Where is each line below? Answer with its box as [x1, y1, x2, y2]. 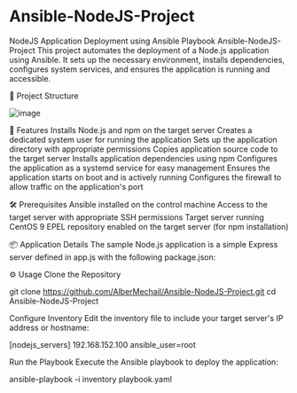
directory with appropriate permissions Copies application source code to [9, 144, 278, 154]
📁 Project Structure [9, 90, 79, 101]
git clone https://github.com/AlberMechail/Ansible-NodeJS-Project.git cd [9, 286, 277, 296]
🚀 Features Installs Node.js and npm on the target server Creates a [9, 124, 253, 135]
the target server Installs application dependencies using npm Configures [9, 153, 277, 163]
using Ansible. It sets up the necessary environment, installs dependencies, [9, 54, 285, 65]
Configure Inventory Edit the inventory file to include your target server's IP [9, 312, 284, 323]
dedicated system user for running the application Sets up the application [9, 134, 277, 145]
